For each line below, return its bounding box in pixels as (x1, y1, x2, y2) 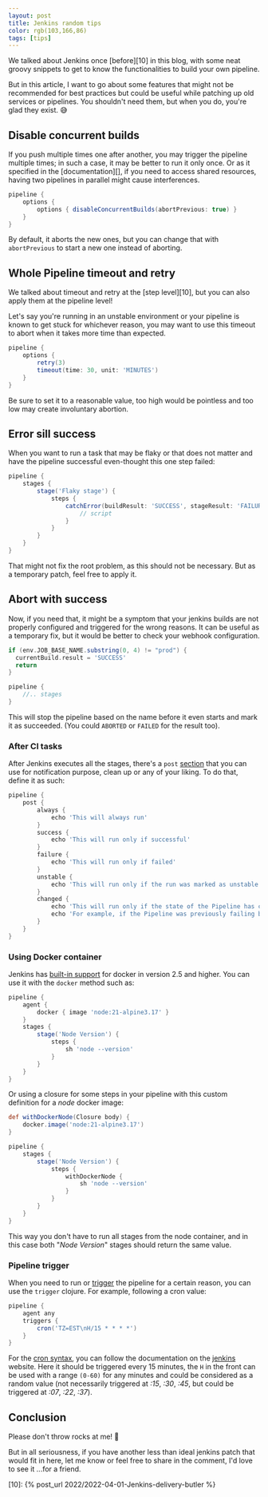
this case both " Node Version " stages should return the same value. (8, 1240, 232, 1249)
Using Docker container (8, 951, 102, 963)
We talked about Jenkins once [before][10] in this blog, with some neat (8, 56, 241, 66)
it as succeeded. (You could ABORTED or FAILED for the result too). (8, 721, 221, 730)
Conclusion (8, 1411, 67, 1424)
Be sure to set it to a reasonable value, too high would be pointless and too (8, 395, 254, 405)
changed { (37, 895, 69, 903)
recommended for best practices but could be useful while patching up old (8, 89, 254, 98)
